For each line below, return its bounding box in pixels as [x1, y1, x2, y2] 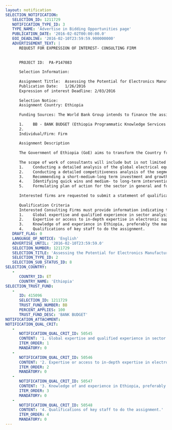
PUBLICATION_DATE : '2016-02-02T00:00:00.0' [12, 31, 106, 36]
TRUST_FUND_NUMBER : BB [18, 303, 68, 308]
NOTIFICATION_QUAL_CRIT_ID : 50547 [18, 379, 93, 384]
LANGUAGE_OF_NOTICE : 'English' [12, 236, 79, 241]
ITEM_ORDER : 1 [18, 341, 50, 346]
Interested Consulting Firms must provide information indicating [18, 207, 164, 212]
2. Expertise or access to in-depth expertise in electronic [18, 217, 159, 222]
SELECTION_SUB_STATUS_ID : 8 [12, 260, 72, 265]
